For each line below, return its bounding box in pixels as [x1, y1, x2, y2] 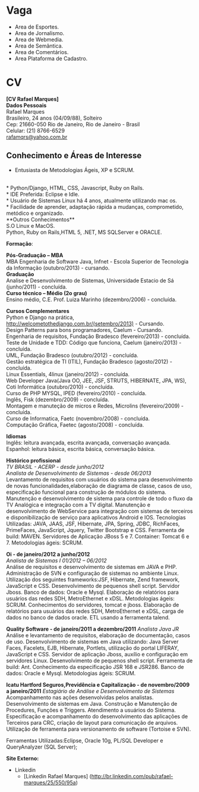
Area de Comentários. [14, 48, 69, 55]
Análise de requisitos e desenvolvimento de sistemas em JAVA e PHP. [6, 563, 177, 570]
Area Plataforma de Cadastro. [14, 55, 88, 62]
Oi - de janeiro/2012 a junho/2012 [6, 550, 90, 558]
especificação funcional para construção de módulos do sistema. [6, 489, 166, 496]
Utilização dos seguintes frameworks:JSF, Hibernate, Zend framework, [6, 575, 180, 583]
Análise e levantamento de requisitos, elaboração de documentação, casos [6, 631, 190, 638]
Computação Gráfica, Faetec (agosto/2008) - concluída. [6, 421, 144, 428]
